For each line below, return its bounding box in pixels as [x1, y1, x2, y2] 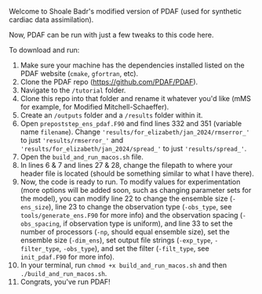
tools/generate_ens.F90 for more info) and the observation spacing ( [20, 211, 243, 220]
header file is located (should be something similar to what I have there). [20, 169, 254, 178]
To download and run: [9, 45, 80, 54]
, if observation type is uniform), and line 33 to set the [59, 219, 234, 228]
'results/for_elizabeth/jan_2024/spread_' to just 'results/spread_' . [20, 144, 247, 153]
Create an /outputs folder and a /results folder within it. [20, 111, 203, 120]
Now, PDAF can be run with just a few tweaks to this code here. [9, 31, 214, 39]
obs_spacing [20, 220, 60, 228]
